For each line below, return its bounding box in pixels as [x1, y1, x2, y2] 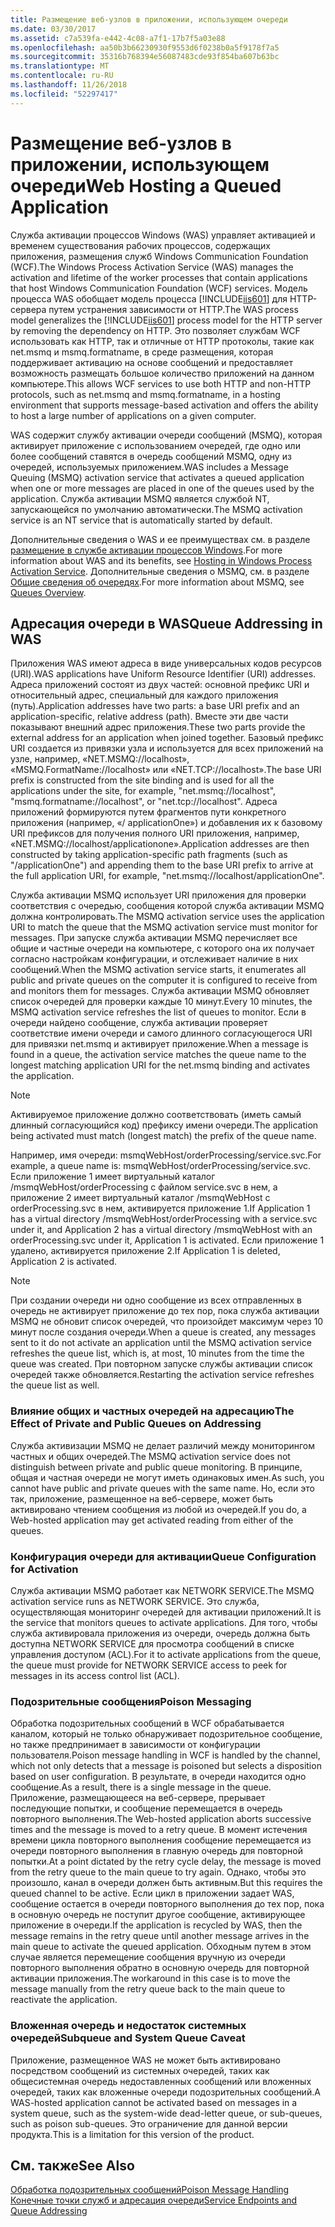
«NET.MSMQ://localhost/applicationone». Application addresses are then [10, 838, 310, 850]
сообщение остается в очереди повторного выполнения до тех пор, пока [10, 1898, 325, 1910]
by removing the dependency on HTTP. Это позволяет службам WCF [10, 324, 301, 336]
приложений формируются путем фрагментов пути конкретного [10, 806, 287, 818]
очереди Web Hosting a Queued [10, 174, 282, 197]
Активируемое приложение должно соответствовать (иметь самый [10, 1109, 302, 1121]
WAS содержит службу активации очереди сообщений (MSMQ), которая [10, 429, 323, 441]
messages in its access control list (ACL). [10, 1669, 180, 1681]
